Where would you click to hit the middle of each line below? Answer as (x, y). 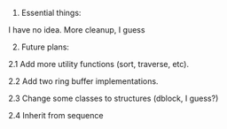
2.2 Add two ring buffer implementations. (83, 81)
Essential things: (51, 13)
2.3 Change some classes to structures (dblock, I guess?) (113, 98)
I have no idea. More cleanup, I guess (77, 30)
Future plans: (45, 47)
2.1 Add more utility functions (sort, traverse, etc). (99, 64)
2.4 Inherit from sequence (56, 115)
